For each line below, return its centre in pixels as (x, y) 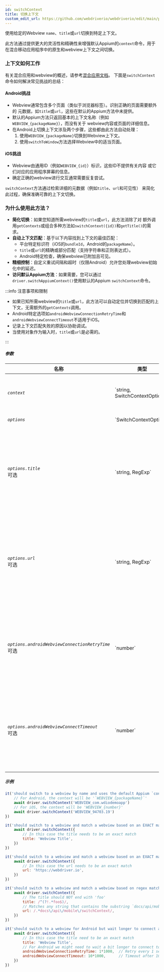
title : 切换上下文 (22, 14)
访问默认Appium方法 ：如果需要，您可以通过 (57, 275)
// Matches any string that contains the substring (76, 907)
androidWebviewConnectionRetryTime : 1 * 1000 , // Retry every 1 (88, 951)
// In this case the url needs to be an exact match (77, 866)
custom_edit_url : (23, 19)
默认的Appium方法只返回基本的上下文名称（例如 (61, 117)
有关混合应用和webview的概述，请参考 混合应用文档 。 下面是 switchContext (80, 75)
